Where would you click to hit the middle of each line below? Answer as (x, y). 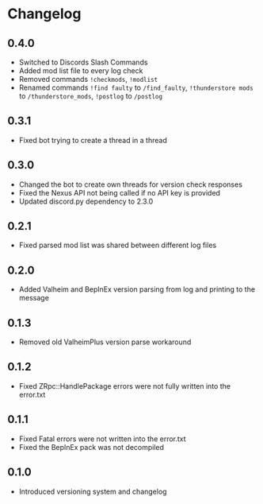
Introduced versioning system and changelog (93, 491)
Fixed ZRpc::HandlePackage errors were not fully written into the (125, 386)
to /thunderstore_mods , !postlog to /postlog (91, 96)
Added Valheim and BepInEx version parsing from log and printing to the (137, 289)
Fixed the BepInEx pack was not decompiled (91, 447)
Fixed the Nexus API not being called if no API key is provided (120, 192)
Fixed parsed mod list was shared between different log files (118, 245)
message (34, 298)
